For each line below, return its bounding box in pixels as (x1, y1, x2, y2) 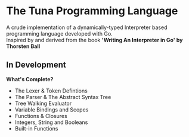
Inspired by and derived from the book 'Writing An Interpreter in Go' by (6, 36, 183, 43)
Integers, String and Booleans (14, 119, 88, 126)
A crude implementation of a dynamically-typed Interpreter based (6, 24, 168, 31)
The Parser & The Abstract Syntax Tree (14, 93, 111, 100)
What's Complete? (6, 75, 54, 82)
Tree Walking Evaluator (14, 100, 72, 107)
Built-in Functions (14, 125, 58, 132)
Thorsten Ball (6, 43, 41, 50)
